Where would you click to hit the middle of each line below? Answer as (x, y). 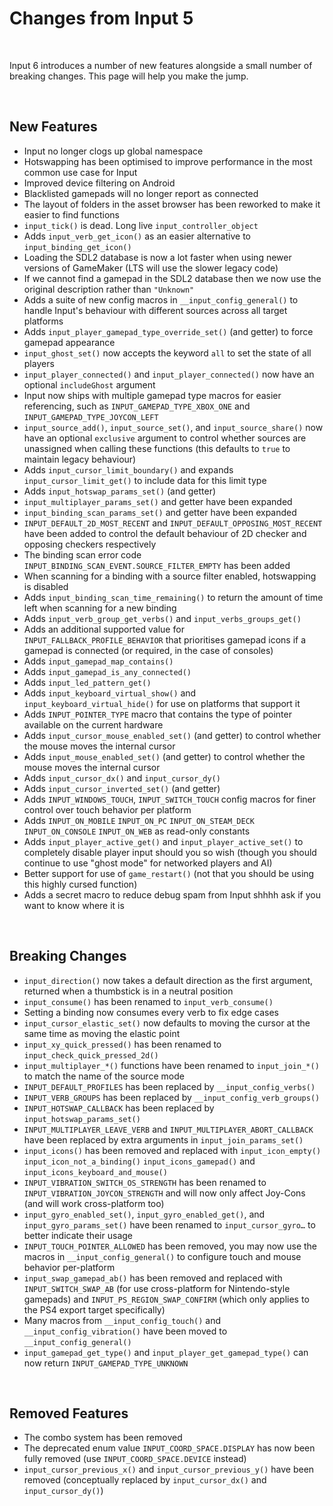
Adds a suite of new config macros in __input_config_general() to (161, 299)
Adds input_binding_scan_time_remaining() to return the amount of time (173, 597)
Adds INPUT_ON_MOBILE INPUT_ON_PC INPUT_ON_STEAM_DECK (139, 820)
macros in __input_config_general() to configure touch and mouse (162, 1256)
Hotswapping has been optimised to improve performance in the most (168, 161)
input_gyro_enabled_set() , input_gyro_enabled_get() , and (144, 1214)
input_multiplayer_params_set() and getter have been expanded (158, 501)
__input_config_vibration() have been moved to (125, 1331)
